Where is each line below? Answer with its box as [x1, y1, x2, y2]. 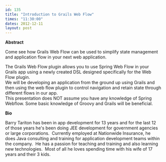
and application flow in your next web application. [5, 54, 107, 60]
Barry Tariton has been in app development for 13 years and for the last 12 [5, 120, 156, 126]
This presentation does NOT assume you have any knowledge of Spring [5, 95, 152, 102]
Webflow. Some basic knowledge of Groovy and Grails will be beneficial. [5, 101, 153, 107]
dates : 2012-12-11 [5, 21, 43, 26]
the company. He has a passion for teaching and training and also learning [5, 141, 159, 147]
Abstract [5, 39, 24, 45]
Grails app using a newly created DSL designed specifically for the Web [5, 69, 152, 75]
